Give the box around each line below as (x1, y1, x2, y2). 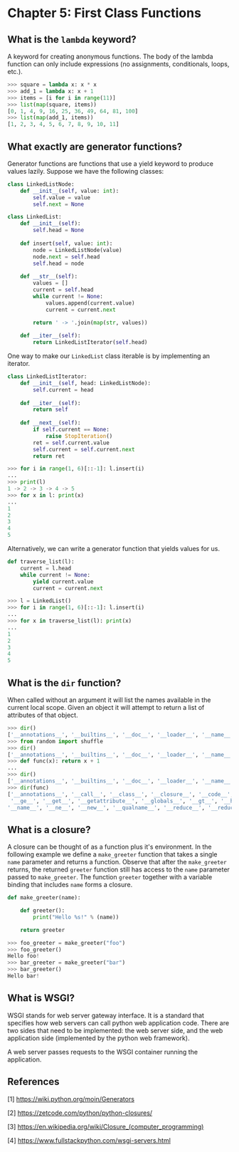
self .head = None (33, 226, 84, 234)
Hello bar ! (7, 973, 40, 980)
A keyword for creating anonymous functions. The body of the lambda (7, 52, 213, 61)
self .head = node (33, 260, 84, 267)
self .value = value (33, 194, 91, 201)
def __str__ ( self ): (20, 273, 78, 281)
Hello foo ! (7, 953, 40, 960)
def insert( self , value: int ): (20, 240, 113, 247)
